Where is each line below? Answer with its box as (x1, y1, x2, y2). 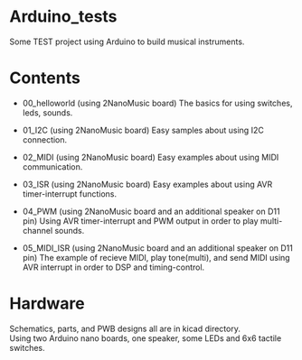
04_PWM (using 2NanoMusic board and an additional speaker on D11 (22, 206, 280, 217)
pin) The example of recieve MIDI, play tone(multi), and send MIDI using (22, 252, 291, 263)
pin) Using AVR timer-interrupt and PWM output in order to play (22, 215, 260, 226)
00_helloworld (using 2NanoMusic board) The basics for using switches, (22, 97, 293, 108)
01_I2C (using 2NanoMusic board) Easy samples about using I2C (22, 125, 264, 135)
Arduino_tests (9, 6, 118, 27)
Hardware (9, 293, 85, 314)
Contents (9, 68, 81, 88)
